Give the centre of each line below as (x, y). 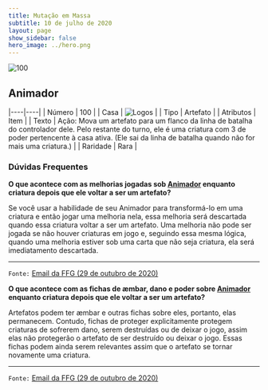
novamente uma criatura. (49, 355)
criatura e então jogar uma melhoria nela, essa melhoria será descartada (128, 217)
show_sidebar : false (43, 38)
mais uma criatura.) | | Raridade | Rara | (73, 146)
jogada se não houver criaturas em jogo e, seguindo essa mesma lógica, (128, 234)
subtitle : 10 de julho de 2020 (60, 23)
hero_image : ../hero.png (49, 45)
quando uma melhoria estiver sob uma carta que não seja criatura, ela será (132, 242)
